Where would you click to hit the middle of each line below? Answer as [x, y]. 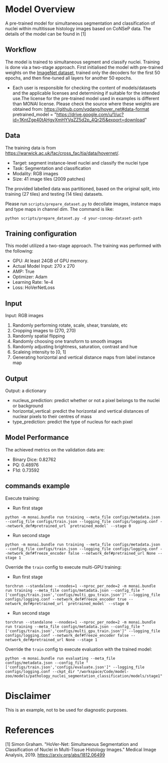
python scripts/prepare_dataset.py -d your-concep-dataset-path [74, 218]
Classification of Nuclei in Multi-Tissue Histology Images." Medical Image [81, 749]
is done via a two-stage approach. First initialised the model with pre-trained [84, 67]
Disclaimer [28, 696]
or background [28, 406]
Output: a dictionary [26, 391]
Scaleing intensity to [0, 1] [39, 352]
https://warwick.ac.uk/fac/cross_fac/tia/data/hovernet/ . [62, 153]
